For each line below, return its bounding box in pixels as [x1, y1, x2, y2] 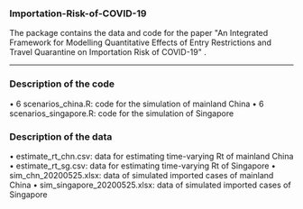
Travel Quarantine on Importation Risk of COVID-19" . [9, 47, 207, 58]
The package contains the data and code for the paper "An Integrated [9, 28, 269, 39]
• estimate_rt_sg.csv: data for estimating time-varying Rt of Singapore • [9, 160, 277, 171]
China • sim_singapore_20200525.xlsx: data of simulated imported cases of [9, 179, 291, 190]
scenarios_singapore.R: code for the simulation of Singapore [9, 107, 234, 119]
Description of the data [9, 130, 113, 142]
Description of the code [9, 77, 115, 90]
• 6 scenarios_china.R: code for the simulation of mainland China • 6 [9, 98, 264, 109]
